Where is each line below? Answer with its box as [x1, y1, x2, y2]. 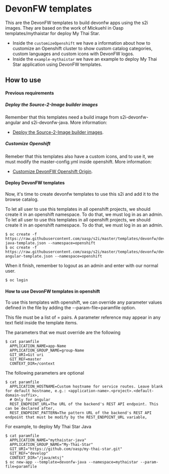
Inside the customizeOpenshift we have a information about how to [12, 40, 151, 46]
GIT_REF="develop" [10, 451, 49, 456]
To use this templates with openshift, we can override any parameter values [5, 299, 162, 305]
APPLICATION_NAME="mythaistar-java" [10, 438, 87, 443]
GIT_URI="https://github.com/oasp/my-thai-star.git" [10, 446, 123, 452]
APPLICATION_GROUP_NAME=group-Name [10, 348, 84, 353]
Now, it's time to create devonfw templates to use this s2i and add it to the [5, 191, 159, 197]
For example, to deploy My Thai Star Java [5, 424, 92, 430]
